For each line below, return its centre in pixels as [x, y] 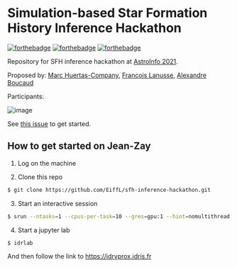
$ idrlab [20, 243]
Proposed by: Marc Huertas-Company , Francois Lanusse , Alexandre [107, 75]
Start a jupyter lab [44, 230]
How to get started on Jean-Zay [79, 146]
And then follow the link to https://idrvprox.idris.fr [79, 256]
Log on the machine [47, 163]
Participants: [26, 96]
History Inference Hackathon [95, 28]
